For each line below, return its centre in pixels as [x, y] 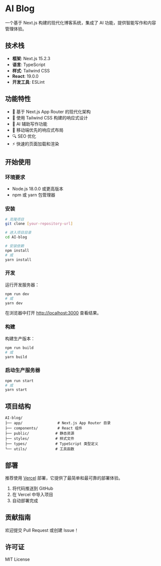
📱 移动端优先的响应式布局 [38, 130]
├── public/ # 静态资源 [40, 433]
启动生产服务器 [23, 370]
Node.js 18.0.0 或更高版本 [38, 189]
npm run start [20, 381]
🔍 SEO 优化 [24, 136]
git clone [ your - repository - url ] [39, 224]
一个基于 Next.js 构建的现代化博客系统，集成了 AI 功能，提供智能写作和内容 [80, 23]
